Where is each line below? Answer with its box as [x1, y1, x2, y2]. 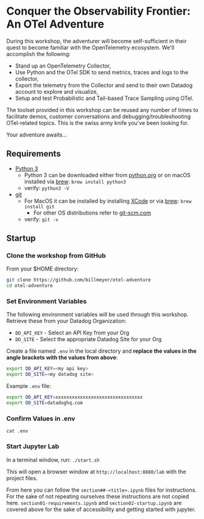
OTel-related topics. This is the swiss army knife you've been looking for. [6, 119, 189, 126]
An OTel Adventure [6, 17, 105, 31]
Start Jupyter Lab [6, 442, 60, 451]
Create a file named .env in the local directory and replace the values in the [6, 347, 197, 355]
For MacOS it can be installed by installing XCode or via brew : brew [24, 197, 192, 205]
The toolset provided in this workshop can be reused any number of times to [6, 106, 199, 113]
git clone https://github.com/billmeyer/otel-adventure [6, 277, 151, 283]
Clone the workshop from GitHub [6, 252, 106, 260]
